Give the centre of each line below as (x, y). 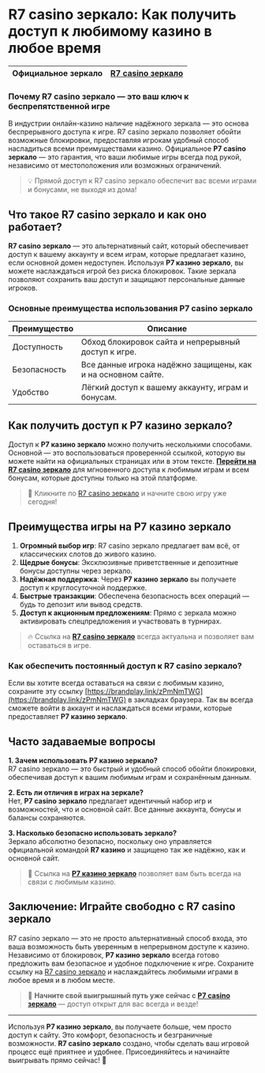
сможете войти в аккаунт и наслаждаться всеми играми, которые (120, 708)
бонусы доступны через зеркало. (76, 570)
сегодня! (42, 502)
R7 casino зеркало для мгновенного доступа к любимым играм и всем (129, 470)
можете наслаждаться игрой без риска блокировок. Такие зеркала (122, 271)
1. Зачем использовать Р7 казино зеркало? (83, 761)
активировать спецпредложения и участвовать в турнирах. (121, 621)
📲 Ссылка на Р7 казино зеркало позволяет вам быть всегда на (134, 874)
